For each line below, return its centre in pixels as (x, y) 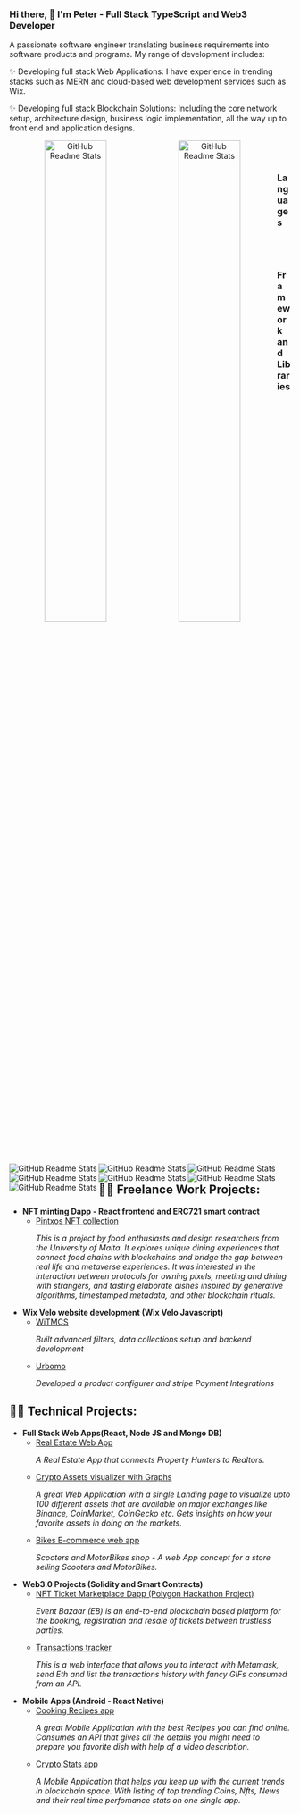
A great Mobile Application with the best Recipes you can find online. (162, 1727)
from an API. (58, 1684)
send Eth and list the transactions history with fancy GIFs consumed (161, 1674)
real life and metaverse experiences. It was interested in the (146, 1266)
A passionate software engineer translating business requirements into (139, 45)
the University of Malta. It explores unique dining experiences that (157, 1247)
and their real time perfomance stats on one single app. (138, 1800)
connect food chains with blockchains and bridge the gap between (159, 1257)
